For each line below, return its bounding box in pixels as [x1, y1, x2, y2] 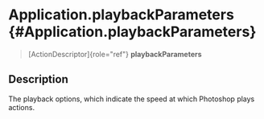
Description [8, 72, 68, 86]
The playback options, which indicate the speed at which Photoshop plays [8, 94, 255, 104]
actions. [8, 102, 35, 112]
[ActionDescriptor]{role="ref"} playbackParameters [27, 49, 203, 59]
